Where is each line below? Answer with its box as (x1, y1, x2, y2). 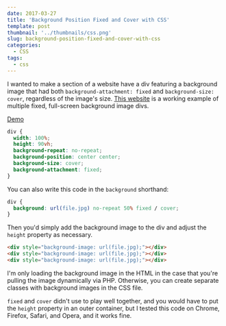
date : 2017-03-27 (7, 10, 57, 17)
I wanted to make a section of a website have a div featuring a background (7, 79, 218, 88)
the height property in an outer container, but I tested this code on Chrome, (7, 304, 221, 312)
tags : (7, 55, 23, 62)
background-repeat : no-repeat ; (13, 147, 103, 154)
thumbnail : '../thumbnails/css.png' (7, 29, 112, 36)
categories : (7, 42, 41, 49)
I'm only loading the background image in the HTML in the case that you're (7, 268, 218, 277)
